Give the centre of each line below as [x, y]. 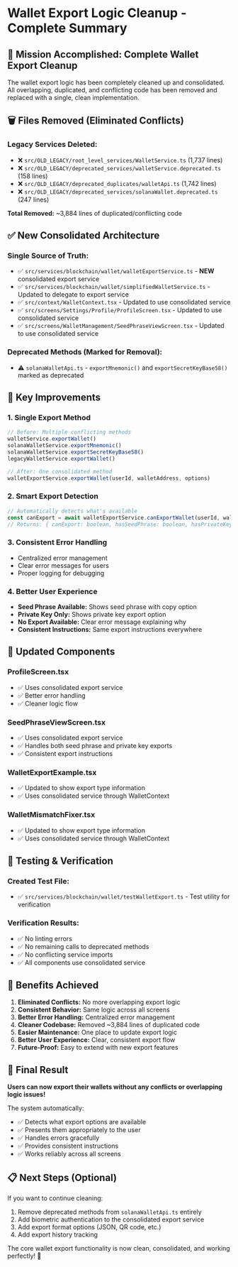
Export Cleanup [42, 65]
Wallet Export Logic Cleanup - [97, 13]
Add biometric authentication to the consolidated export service [111, 1219]
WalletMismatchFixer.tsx [51, 815]
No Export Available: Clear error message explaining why [102, 622]
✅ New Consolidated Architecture [84, 236]
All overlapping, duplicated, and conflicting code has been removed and [112, 90]
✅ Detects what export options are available [82, 1122]
